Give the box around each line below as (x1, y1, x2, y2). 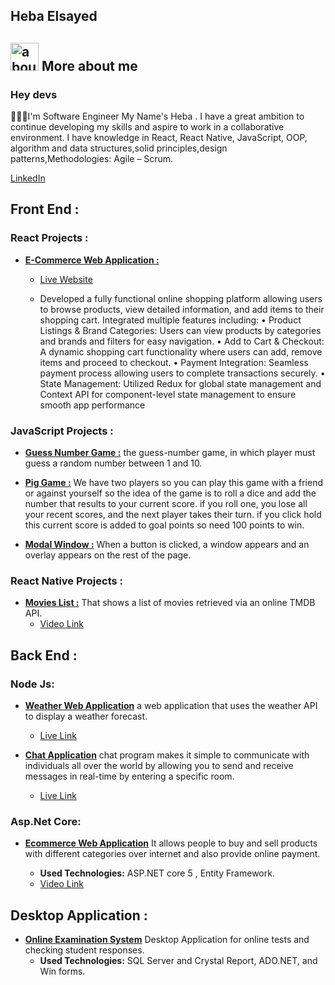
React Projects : (10, 231, 89, 245)
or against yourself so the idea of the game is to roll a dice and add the (24, 487, 317, 499)
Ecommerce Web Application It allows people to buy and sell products (24, 837, 318, 849)
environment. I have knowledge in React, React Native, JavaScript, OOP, (10, 132, 308, 144)
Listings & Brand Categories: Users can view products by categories (39, 324, 322, 336)
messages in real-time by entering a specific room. (24, 770, 235, 783)
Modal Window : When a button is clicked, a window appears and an (24, 539, 310, 551)
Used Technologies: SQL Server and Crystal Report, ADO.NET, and (39, 955, 318, 967)
